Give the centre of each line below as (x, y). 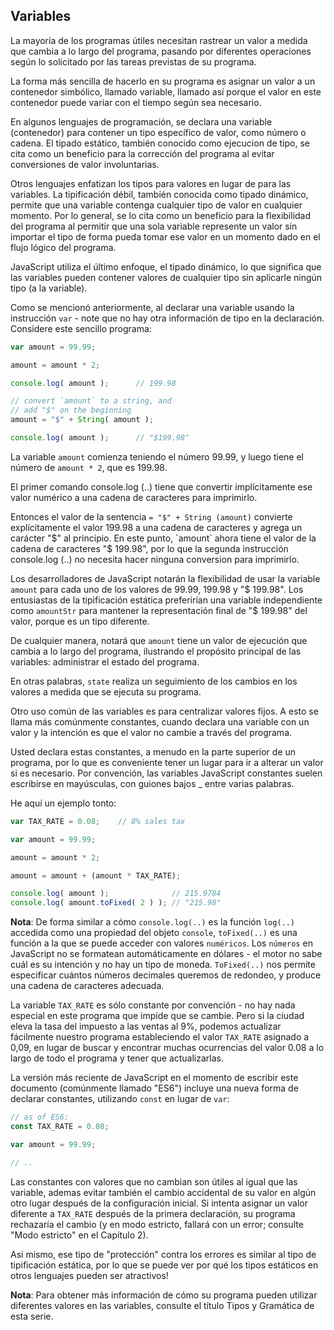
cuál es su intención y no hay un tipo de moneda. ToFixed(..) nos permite (163, 965)
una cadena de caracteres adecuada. (87, 986)
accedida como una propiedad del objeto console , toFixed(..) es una (154, 933)
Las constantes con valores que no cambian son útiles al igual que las (154, 1181)
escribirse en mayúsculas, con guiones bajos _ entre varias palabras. (152, 783)
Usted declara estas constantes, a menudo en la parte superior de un (153, 751)
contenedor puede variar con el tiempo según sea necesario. (136, 102)
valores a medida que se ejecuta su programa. (106, 691)
